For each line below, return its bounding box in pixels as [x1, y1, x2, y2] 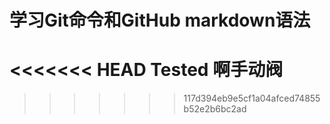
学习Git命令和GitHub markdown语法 [9, 9, 311, 32]
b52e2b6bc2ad [183, 103, 247, 115]
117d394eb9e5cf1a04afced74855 [183, 92, 321, 105]
